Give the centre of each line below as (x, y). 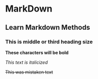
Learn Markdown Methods (48, 27)
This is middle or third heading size (49, 42)
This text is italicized (27, 62)
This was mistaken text (29, 72)
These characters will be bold (37, 52)
